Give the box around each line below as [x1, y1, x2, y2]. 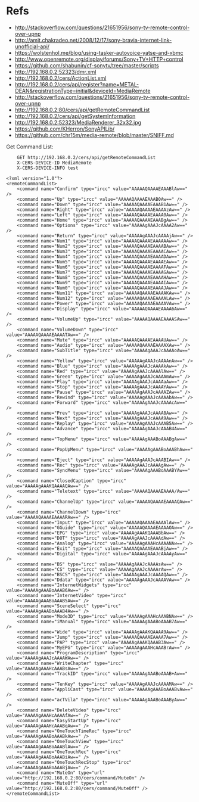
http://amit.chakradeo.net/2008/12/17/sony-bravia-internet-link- [14, 36, 172, 43]
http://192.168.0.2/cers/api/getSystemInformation [14, 112, 136, 120]
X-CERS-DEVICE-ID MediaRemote [17, 160, 92, 166]
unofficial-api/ [14, 43, 49, 50]
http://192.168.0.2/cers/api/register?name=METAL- [14, 80, 139, 88]
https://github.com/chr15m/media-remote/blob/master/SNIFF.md [14, 131, 174, 138]
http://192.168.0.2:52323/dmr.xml [14, 68, 97, 75]
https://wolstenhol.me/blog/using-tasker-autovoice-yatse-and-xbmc [14, 49, 184, 56]
